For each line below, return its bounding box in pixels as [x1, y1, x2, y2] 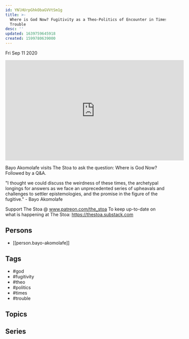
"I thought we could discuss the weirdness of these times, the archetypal [5, 179, 159, 186]
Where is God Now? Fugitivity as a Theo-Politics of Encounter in [10, 17, 154, 22]
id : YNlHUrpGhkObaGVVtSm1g [5, 7, 63, 13]
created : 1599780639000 [5, 36, 56, 41]
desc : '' [5, 27, 24, 32]
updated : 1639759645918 [5, 31, 56, 36]
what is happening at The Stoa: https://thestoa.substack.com [5, 211, 133, 217]
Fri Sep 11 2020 [5, 49, 38, 56]
